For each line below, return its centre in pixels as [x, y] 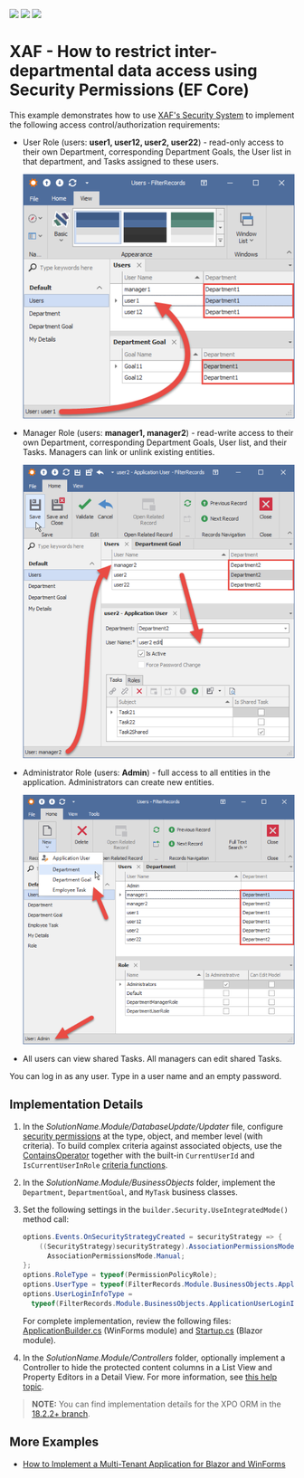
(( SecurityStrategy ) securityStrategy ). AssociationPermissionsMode [167, 1246]
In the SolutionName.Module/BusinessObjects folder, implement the [149, 1182]
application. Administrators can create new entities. [118, 782]
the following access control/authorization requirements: [115, 124]
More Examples [54, 1442]
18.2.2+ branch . [61, 1413]
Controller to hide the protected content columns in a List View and [147, 1367]
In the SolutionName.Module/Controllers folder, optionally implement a [154, 1358]
